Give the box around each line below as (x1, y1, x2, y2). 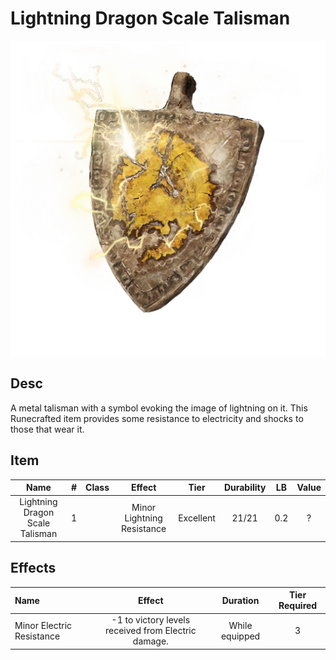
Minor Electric (14, 619, 73, 631)
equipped (220, 630, 261, 642)
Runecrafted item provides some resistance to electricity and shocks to (10, 412, 304, 424)
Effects (10, 560, 57, 577)
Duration (221, 594, 260, 606)
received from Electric (104, 625, 197, 637)
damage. (132, 635, 169, 647)
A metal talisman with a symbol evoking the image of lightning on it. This (10, 402, 308, 414)
